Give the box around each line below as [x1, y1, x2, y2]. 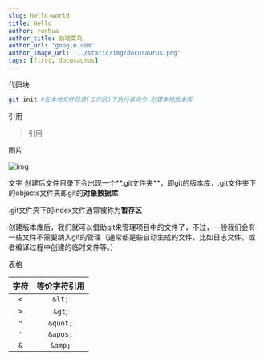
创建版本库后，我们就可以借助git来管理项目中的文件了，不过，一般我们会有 [8, 222, 256, 231]
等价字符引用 [36, 280, 86, 292]
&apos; [47, 329, 74, 338]
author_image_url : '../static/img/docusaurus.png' [8, 49, 181, 57]
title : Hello [8, 19, 52, 27]
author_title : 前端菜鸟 [8, 34, 83, 43]
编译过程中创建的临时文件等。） [14, 242, 118, 252]
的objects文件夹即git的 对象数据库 [8, 188, 119, 198]
